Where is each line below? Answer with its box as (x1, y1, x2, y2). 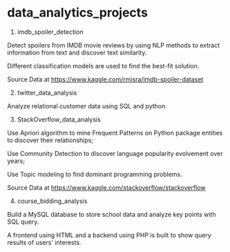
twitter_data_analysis (17, 88, 77, 97)
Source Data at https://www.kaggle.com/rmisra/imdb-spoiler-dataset (7, 75, 204, 84)
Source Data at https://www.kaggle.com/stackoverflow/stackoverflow (7, 183, 206, 191)
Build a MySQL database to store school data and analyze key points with (7, 210, 216, 218)
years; (7, 157, 26, 165)
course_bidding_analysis (17, 197, 88, 205)
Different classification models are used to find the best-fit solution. (7, 61, 200, 70)
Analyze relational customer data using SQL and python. (7, 101, 168, 110)
